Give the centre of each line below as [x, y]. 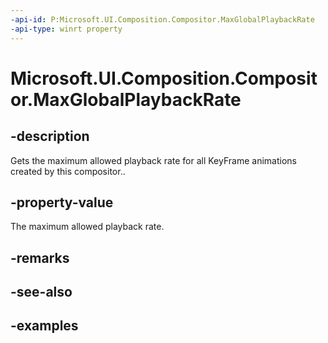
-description [50, 136]
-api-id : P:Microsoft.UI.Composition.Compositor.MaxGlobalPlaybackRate [162, 19]
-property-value [62, 202]
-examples [44, 326]
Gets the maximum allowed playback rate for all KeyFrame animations [153, 160]
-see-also [41, 292]
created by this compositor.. [68, 171]
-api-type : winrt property [66, 29]
